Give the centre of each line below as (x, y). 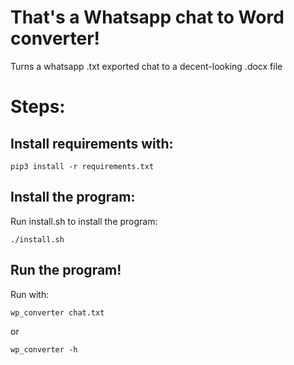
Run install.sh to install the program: (84, 221)
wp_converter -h (44, 349)
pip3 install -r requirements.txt (82, 166)
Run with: (30, 294)
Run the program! (66, 270)
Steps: (38, 107)
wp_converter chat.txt (57, 312)
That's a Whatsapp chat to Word (147, 17)
